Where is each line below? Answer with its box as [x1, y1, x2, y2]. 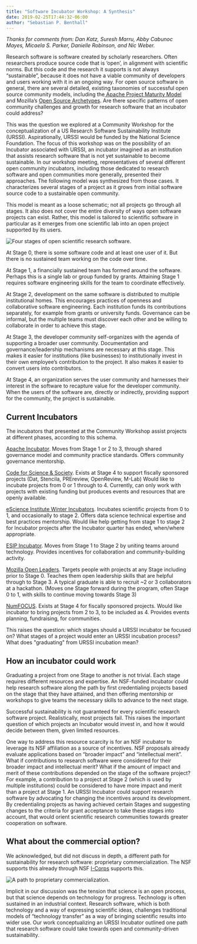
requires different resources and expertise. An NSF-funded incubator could [6, 678, 189, 685]
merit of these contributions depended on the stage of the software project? [6, 770, 191, 776]
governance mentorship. [6, 458, 66, 465]
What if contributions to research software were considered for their [6, 757, 172, 764]
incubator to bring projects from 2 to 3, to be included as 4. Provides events [6, 609, 190, 616]
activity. [6, 555, 25, 562]
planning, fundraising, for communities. [6, 615, 101, 622]
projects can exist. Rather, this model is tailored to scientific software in [6, 214, 179, 221]
